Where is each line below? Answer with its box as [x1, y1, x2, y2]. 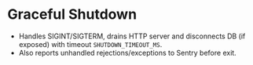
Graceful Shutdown [7, 5, 137, 23]
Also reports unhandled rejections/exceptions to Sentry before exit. [18, 48, 236, 57]
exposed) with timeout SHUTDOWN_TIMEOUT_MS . [18, 39, 163, 49]
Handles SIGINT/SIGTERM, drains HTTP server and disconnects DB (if [18, 31, 246, 41]
